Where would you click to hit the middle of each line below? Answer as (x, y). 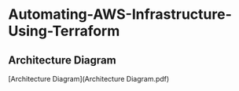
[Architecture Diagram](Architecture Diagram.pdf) (89, 79)
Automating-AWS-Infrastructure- (120, 15)
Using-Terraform (64, 31)
